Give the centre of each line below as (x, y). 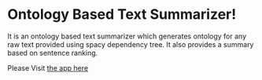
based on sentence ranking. (53, 53)
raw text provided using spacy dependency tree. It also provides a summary (131, 44)
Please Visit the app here (48, 67)
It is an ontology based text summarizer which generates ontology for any (127, 36)
